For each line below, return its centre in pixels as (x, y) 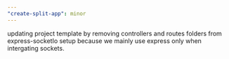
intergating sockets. (36, 48)
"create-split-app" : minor (47, 14)
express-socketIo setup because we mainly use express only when (105, 41)
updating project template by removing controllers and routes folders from (115, 33)
